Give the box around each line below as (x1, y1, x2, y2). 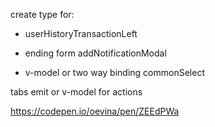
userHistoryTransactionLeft (24, 28, 138, 39)
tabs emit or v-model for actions (10, 86, 143, 98)
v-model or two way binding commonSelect (24, 67, 205, 78)
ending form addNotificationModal (24, 47, 167, 59)
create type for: (10, 9, 75, 20)
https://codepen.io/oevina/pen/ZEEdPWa (10, 105, 180, 117)
